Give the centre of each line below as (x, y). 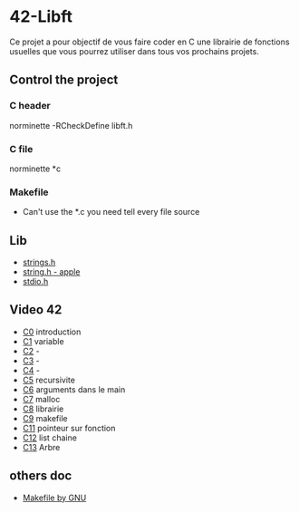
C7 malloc (41, 399)
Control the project (64, 80)
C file (21, 149)
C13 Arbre (41, 447)
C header (30, 106)
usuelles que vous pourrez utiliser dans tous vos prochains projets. (135, 51)
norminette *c (35, 169)
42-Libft (41, 17)
